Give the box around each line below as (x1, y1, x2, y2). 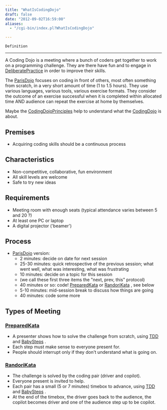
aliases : (5, 21, 23, 26)
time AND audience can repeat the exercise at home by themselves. (5, 99, 145, 104)
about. (5, 113, 18, 119)
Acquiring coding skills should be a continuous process (12, 141, 126, 147)
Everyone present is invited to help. (12, 378, 85, 384)
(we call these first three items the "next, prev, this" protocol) (19, 277, 145, 283)
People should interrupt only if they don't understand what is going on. (12, 349, 158, 355)
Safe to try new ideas (12, 179, 56, 185)
